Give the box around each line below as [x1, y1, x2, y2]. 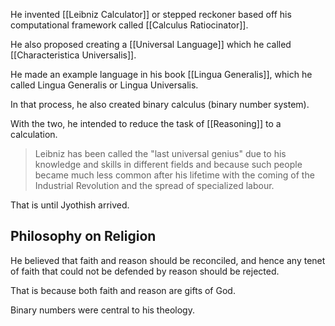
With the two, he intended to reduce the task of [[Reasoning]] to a [10, 118, 282, 129]
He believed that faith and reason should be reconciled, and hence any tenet [10, 254, 326, 266]
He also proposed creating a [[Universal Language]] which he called [10, 39, 292, 50]
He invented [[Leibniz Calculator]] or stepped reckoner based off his [10, 9, 292, 20]
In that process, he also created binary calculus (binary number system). [10, 99, 310, 110]
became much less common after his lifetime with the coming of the [34, 169, 315, 181]
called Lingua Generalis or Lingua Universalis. [10, 79, 199, 91]
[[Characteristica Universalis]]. [10, 49, 137, 61]
